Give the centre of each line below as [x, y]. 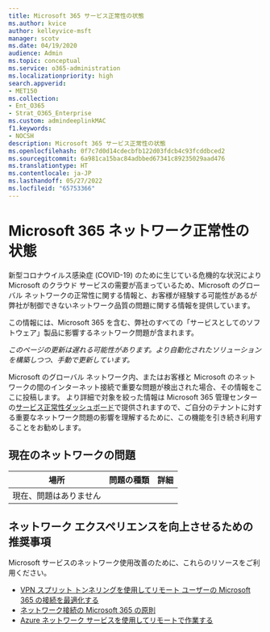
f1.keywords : [30, 128]
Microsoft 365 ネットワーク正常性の [129, 230]
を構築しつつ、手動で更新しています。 [71, 359]
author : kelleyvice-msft [50, 31]
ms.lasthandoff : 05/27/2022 [56, 181]
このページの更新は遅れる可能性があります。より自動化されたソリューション [135, 349]
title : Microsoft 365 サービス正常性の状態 [77, 16]
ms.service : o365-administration [64, 69]
